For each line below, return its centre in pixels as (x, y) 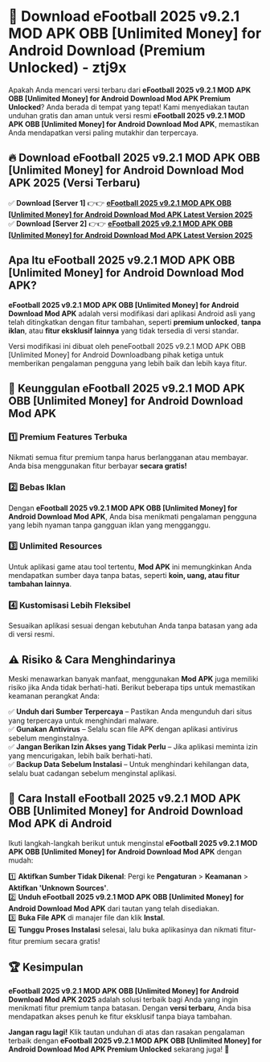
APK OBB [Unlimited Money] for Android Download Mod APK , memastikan (134, 124)
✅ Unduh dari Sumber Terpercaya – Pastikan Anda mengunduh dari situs (130, 711)
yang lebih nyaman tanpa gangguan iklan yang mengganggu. (110, 525)
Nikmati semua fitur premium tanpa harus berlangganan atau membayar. (129, 457)
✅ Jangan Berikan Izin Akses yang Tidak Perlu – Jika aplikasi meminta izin (133, 746)
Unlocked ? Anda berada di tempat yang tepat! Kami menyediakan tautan (129, 107)
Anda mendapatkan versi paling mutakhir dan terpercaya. (103, 133)
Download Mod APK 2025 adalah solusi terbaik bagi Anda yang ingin (123, 999)
